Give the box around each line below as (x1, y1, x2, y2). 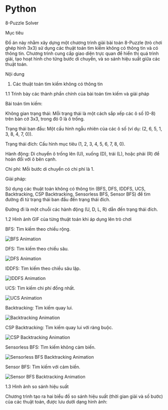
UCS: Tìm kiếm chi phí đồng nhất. (5, 285, 75, 291)
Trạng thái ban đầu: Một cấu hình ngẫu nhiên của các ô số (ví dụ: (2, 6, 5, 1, (5, 125, 162, 132)
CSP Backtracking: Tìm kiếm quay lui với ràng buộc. (5, 324, 113, 330)
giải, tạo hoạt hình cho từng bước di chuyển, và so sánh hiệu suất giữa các (5, 55, 160, 61)
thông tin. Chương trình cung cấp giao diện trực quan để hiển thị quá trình (5, 50, 159, 56)
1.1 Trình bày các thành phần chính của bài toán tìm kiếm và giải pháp (5, 90, 149, 97)
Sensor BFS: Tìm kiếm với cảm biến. (5, 364, 80, 370)
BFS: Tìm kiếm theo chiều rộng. (5, 226, 71, 232)
